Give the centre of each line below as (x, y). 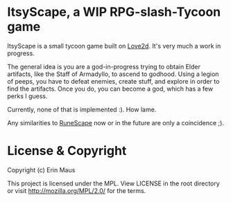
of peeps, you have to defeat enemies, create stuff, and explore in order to (113, 81)
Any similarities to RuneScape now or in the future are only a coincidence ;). (115, 122)
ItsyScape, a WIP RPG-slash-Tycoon (114, 12)
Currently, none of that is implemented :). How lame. (82, 109)
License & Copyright (67, 151)
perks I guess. (27, 96)
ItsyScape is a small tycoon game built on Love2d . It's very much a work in (114, 46)
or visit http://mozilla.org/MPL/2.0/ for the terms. (77, 190)
